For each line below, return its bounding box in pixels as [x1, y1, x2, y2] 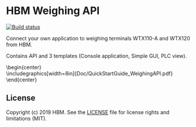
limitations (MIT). [6, 115, 47, 122]
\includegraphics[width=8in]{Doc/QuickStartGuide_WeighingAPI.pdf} [6, 70, 173, 77]
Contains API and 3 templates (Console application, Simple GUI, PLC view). [6, 52, 187, 59]
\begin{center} [6, 63, 42, 71]
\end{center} [6, 76, 37, 83]
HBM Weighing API [6, 4, 100, 18]
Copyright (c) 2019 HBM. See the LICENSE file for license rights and [6, 108, 170, 115]
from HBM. [6, 41, 33, 48]
